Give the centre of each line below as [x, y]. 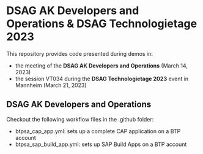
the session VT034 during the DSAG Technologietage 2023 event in [102, 79]
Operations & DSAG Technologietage [102, 24]
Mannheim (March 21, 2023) [51, 85]
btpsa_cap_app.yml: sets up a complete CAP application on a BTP [98, 131]
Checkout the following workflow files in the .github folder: [80, 119]
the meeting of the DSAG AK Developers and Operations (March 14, [102, 66]
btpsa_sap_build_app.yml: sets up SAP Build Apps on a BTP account [101, 144]
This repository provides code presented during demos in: [79, 53]
